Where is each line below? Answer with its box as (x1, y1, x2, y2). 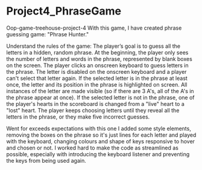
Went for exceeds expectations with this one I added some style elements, (6, 125, 191, 132)
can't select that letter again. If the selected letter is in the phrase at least (6, 74, 188, 82)
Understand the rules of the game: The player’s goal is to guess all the (6, 42, 181, 50)
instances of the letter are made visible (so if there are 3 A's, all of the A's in (6, 87, 194, 94)
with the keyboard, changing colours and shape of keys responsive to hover (6, 137, 195, 145)
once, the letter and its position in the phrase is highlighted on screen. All (6, 80, 188, 88)
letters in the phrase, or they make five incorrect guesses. (6, 113, 150, 120)
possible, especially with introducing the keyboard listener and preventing (6, 150, 190, 158)
